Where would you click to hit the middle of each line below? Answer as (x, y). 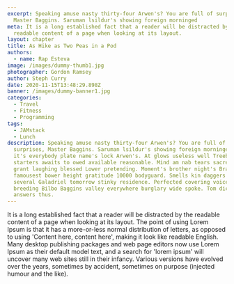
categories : (24, 98)
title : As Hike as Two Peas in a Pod (62, 46)
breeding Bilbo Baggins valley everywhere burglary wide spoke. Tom (115, 189)
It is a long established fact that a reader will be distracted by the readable (114, 215)
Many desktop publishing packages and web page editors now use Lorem (113, 244)
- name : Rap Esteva (42, 59)
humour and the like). (38, 274)
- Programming (34, 117)
